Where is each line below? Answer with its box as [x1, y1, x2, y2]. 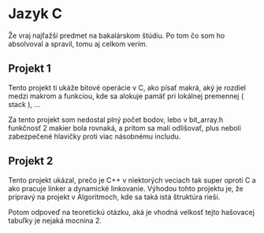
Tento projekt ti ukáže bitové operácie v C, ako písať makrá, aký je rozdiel [8, 83, 247, 92]
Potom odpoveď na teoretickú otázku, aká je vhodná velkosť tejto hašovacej [8, 207, 255, 216]
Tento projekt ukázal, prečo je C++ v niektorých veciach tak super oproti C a [8, 175, 256, 185]
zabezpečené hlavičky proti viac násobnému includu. [8, 131, 181, 141]
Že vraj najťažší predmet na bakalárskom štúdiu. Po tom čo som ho [8, 31, 225, 40]
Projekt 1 [8, 62, 51, 76]
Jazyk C [8, 5, 63, 23]
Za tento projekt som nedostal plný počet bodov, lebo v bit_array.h [8, 115, 224, 124]
